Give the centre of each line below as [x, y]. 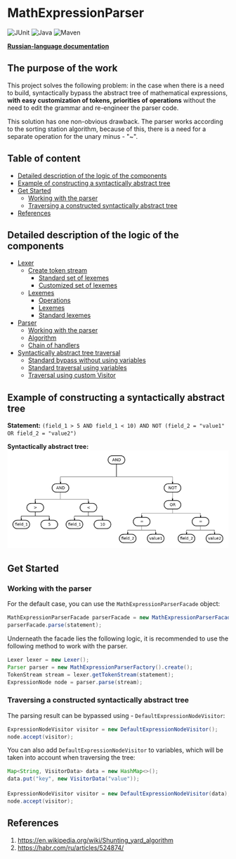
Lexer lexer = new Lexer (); [48, 660]
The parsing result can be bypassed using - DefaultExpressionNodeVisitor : [116, 715]
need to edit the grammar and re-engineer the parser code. [93, 108]
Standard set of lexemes [74, 278]
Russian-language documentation [58, 46]
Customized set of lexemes [78, 285]
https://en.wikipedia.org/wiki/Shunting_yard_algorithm [96, 840]
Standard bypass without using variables [87, 360]
